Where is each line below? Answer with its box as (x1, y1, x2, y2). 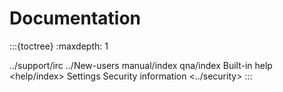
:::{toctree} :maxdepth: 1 (9, 40, 109, 52)
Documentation (9, 7, 142, 30)
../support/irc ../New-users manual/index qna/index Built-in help (9, 59, 273, 71)
